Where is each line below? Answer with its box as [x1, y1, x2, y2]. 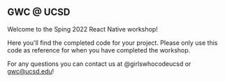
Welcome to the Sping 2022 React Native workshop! [7, 25, 159, 33]
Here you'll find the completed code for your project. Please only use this [7, 39, 218, 47]
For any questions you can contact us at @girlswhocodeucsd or [7, 60, 191, 68]
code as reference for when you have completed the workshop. [7, 46, 191, 54]
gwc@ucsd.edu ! [7, 67, 55, 75]
